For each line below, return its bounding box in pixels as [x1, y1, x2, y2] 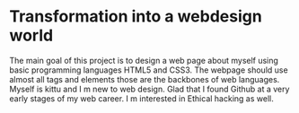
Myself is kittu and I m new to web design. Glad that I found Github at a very [9, 83, 290, 94]
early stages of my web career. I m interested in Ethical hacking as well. [9, 92, 274, 104]
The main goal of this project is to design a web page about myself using [9, 55, 278, 65]
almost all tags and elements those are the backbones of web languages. [9, 74, 280, 84]
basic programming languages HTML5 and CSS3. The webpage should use [9, 65, 289, 75]
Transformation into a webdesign [9, 6, 262, 27]
